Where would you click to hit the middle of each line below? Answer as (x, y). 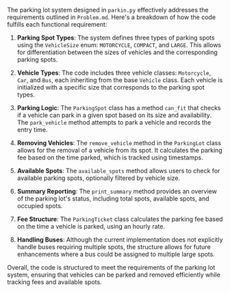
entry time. (32, 130)
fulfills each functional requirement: (57, 24)
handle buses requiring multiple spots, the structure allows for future (114, 247)
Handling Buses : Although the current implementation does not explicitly (120, 240)
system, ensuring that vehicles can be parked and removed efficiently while (114, 275)
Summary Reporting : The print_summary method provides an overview (117, 191)
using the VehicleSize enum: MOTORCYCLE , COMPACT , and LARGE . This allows (119, 45)
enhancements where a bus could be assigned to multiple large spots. (116, 254)
